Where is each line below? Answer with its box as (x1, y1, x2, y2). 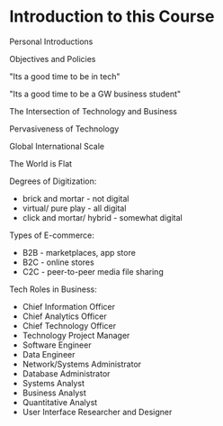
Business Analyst (22, 387, 87, 398)
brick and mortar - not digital (22, 193, 129, 204)
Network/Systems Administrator (22, 358, 142, 369)
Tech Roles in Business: (9, 284, 97, 295)
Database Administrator (22, 367, 111, 379)
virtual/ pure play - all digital (22, 203, 127, 213)
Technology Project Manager (22, 330, 130, 340)
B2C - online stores (22, 257, 94, 267)
